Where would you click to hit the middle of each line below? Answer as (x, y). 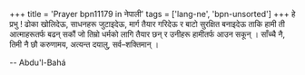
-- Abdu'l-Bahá (38, 62)
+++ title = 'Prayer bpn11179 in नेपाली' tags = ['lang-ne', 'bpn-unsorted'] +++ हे (152, 14)
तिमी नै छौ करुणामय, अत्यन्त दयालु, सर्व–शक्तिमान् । (84, 44)
